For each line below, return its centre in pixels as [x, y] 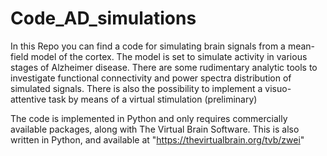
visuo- [278, 88]
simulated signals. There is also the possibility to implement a [136, 88]
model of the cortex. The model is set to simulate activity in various [169, 56]
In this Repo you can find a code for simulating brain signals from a [148, 46]
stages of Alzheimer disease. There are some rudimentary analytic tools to [164, 67]
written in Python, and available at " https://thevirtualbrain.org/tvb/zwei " [157, 139]
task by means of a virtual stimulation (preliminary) [153, 99]
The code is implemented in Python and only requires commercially [149, 118]
